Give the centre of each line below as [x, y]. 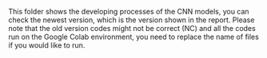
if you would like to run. [47, 45]
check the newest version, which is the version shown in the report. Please [132, 20]
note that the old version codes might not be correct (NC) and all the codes [132, 28]
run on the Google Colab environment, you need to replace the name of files [134, 37]
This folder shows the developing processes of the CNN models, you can [129, 12]
